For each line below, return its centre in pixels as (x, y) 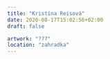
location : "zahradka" (38, 45)
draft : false (26, 26)
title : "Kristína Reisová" (46, 13)
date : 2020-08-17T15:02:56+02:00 (55, 20)
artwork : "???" (29, 38)
